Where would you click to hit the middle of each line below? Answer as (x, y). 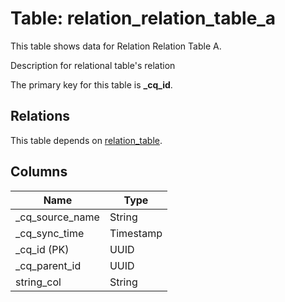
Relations (40, 116)
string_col (38, 282)
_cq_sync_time (50, 233)
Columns (39, 172)
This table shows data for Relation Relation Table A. (116, 46)
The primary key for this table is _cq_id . (91, 84)
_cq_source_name (57, 217)
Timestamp (136, 233)
